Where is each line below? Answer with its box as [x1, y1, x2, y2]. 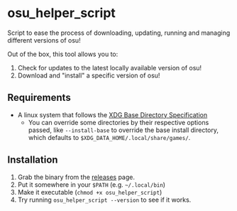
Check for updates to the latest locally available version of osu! [17, 63, 202, 72]
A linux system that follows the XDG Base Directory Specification [17, 110, 208, 119]
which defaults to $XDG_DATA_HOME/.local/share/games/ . [28, 133, 191, 141]
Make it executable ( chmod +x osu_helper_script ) [17, 188, 162, 196]
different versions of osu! [7, 36, 81, 44]
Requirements [7, 92, 71, 104]
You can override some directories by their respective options [28, 118, 209, 126]
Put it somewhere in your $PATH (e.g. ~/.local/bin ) [17, 180, 165, 189]
